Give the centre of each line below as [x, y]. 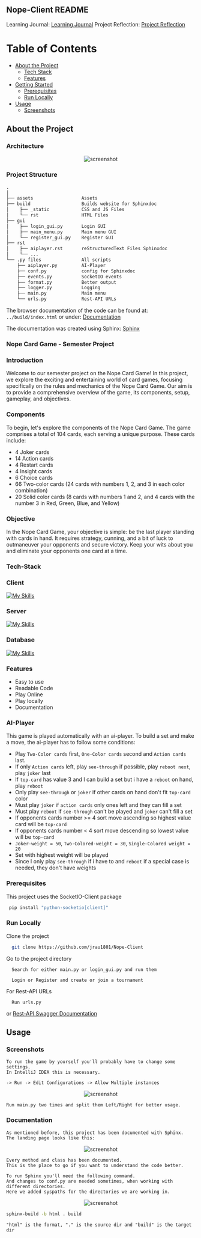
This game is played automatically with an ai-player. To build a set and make [100, 736]
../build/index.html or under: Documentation [64, 317]
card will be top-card [41, 824]
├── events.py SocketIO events [69, 277]
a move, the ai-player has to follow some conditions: [71, 743]
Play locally [29, 701]
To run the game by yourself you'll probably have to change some [91, 1062]
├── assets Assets [52, 198]
